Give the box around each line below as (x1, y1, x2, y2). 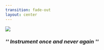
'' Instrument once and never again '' (5, 38, 99, 45)
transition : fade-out (5, 7, 51, 13)
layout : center (5, 12, 38, 17)
